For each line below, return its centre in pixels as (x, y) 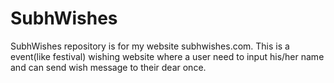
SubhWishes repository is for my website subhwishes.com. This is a (150, 46)
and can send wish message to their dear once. (108, 67)
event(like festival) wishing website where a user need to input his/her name (167, 56)
